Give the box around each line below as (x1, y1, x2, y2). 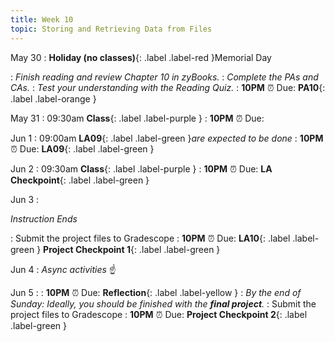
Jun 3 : (10, 193, 40, 205)
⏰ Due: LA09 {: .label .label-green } (10, 142, 155, 155)
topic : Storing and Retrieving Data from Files (10, 24, 213, 34)
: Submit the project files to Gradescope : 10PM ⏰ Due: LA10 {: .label (10, 232, 291, 244)
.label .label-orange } (10, 92, 97, 105)
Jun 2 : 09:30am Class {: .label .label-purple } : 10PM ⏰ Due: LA (10, 162, 273, 175)
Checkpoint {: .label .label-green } (10, 174, 150, 186)
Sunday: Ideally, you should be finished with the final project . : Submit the (10, 297, 317, 310)
